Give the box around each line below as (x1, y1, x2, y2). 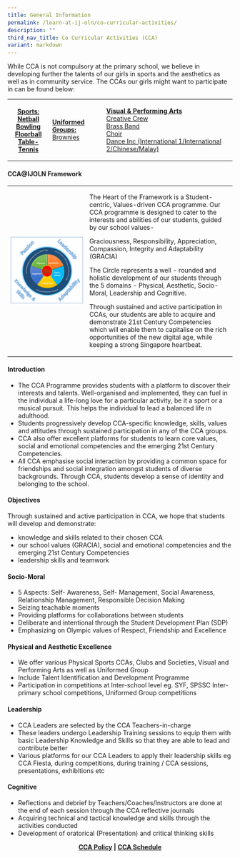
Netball (17, 114, 40, 123)
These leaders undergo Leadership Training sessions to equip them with (17, 728, 231, 737)
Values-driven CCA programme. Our (113, 201, 221, 209)
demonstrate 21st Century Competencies (89, 318, 212, 326)
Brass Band (106, 121, 140, 130)
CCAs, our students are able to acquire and (89, 311, 216, 319)
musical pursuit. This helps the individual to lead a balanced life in (17, 403, 212, 412)
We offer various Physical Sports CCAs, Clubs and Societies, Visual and (17, 658, 229, 667)
